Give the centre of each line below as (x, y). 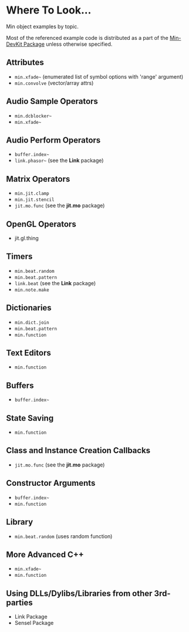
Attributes (25, 62)
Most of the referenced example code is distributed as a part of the (87, 38)
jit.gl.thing (27, 238)
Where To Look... (49, 10)
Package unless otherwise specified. (68, 44)
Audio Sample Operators (52, 101)
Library (20, 522)
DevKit (14, 44)
